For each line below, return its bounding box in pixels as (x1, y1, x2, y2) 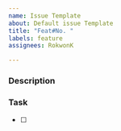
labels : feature (8, 34, 63, 43)
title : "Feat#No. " (8, 27, 74, 35)
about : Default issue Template (8, 19, 114, 27)
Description (8, 76, 56, 87)
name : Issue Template (8, 11, 81, 20)
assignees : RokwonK (8, 42, 74, 50)
